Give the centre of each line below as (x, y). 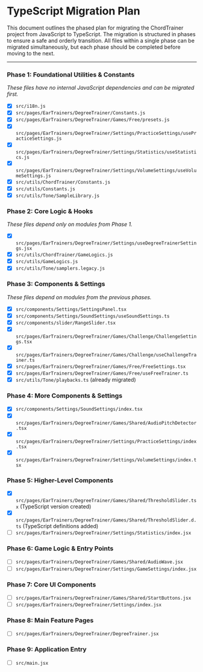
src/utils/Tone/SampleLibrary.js (58, 196)
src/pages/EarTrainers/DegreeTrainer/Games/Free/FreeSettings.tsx (101, 366)
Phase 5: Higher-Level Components (60, 480)
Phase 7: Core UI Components (52, 584)
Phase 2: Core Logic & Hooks (50, 211)
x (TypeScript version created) (53, 506)
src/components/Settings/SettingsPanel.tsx (71, 309)
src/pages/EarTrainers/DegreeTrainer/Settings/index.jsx (89, 605)
